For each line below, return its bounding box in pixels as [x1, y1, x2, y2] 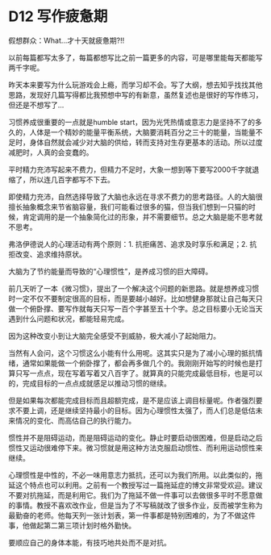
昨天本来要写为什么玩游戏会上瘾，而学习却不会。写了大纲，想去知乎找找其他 [8, 80, 263, 90]
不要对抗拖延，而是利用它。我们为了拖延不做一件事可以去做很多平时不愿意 [8, 490, 256, 500]
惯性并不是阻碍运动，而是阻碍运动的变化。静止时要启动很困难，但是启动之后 [8, 432, 263, 442]
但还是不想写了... [8, 100, 65, 110]
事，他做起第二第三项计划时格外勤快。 [8, 520, 135, 530]
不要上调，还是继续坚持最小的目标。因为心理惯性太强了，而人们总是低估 [15, 405, 256, 415]
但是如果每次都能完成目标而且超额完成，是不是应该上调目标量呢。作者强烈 [8, 395, 256, 405]
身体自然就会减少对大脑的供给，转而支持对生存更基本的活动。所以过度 [29, 137, 263, 147]
